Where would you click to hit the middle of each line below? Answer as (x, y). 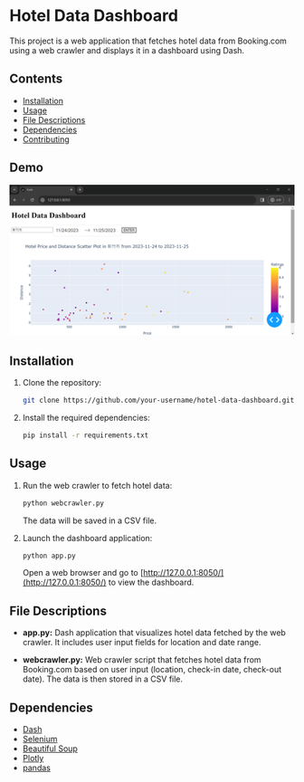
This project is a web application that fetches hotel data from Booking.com (148, 41)
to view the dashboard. (151, 582)
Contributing (46, 139)
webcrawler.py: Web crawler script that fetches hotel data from (142, 660)
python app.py (49, 556)
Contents (36, 79)
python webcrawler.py (63, 503)
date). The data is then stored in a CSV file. (103, 679)
